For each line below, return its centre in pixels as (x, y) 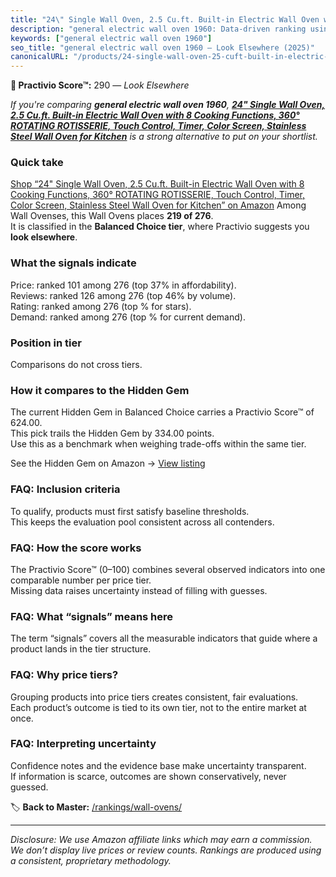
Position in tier (46, 343)
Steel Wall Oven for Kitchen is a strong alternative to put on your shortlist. (164, 137)
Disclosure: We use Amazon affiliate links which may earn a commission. (161, 839)
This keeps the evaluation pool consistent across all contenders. (142, 522)
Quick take (37, 163)
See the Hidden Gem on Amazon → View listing (108, 463)
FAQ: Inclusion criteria (65, 489)
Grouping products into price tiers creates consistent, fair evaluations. (154, 697)
